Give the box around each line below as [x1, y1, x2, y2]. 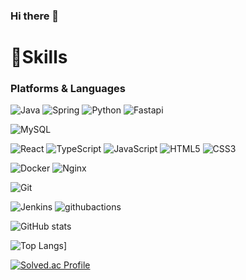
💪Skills [10, 46, 68, 69]
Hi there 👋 [10, 9, 60, 23]
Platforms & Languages [10, 82, 126, 96]
